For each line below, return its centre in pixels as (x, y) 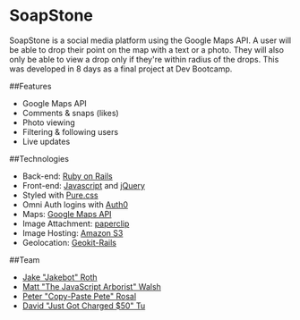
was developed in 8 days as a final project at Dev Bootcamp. (121, 69)
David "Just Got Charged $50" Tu (84, 306)
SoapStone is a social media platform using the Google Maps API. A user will (150, 40)
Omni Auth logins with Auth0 (75, 204)
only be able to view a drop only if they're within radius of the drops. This (144, 59)
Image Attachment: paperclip (76, 223)
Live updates (46, 141)
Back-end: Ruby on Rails (68, 176)
